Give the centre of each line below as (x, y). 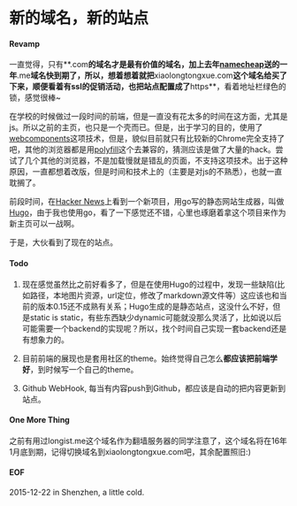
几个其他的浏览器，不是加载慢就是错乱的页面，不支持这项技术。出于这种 (156, 161)
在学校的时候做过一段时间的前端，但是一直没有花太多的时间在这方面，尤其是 (148, 117)
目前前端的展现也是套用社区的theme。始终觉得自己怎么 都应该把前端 (146, 358)
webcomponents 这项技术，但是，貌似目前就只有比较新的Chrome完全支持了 (147, 139)
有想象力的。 (45, 339)
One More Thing (40, 420)
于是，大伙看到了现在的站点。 (63, 242)
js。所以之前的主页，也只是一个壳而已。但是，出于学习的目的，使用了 (136, 127)
